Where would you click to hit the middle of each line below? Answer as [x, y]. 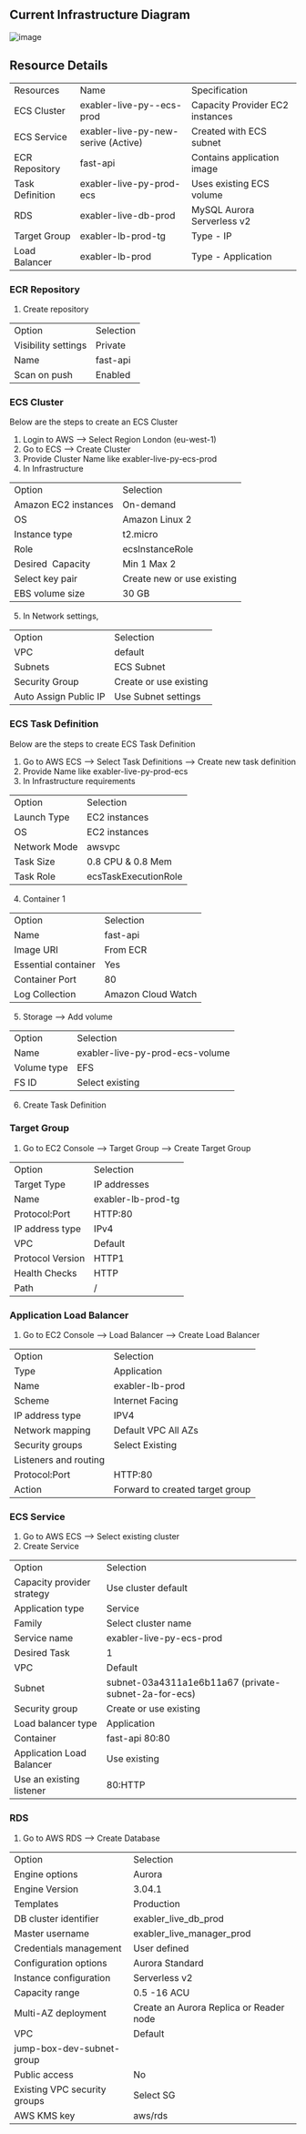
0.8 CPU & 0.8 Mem [129, 862]
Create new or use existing [179, 579]
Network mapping [52, 1431]
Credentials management [68, 1948]
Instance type [43, 535]
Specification [219, 90]
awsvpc [103, 846]
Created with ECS [229, 131]
